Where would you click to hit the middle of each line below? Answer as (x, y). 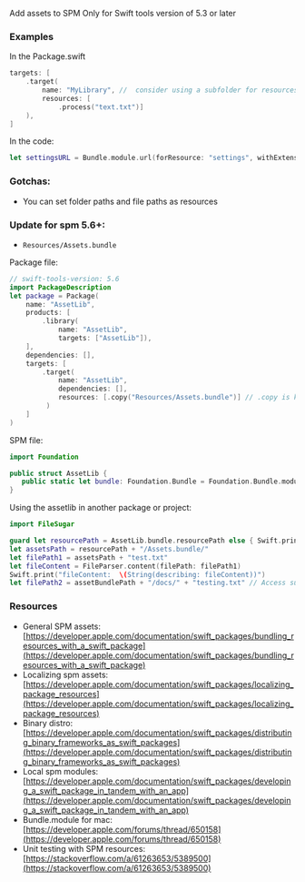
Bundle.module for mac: (68, 819)
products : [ (48, 313)
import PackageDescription (60, 287)
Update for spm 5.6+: (58, 225)
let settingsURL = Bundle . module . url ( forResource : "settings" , (132, 158)
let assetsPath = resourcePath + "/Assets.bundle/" (109, 549)
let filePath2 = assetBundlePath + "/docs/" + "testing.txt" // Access (148, 583)
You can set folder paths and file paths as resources (120, 201)
